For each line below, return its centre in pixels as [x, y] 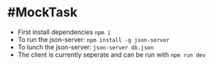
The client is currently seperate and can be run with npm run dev [111, 55]
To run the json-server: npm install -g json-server [93, 39]
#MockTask [43, 12]
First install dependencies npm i [64, 32]
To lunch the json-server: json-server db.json [86, 47]
